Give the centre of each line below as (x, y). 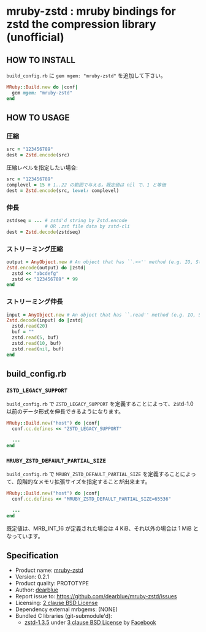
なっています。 (25, 536)
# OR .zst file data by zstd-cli (88, 226)
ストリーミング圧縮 (35, 249)
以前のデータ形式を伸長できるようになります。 (65, 412)
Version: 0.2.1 (32, 577)
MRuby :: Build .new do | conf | (42, 87)
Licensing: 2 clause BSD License (56, 603)
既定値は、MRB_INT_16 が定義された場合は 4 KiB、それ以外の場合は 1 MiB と (103, 528)
